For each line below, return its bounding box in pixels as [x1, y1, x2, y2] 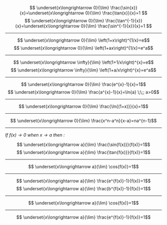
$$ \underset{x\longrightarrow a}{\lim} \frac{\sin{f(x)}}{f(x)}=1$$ [16, 142, 151, 148]
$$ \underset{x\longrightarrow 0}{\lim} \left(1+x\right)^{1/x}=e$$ [17, 37, 150, 43]
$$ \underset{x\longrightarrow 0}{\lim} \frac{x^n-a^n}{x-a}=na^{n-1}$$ [10, 118, 157, 124]
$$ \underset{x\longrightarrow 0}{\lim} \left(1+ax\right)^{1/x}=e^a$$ [13, 45, 154, 51]
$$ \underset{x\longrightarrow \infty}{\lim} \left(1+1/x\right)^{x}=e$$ [13, 60, 154, 65]
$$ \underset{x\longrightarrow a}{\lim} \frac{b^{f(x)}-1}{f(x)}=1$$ [16, 186, 151, 191]
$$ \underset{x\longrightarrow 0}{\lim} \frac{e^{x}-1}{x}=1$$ [20, 81, 147, 87]
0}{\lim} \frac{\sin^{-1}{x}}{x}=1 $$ [81, 23, 152, 29]
